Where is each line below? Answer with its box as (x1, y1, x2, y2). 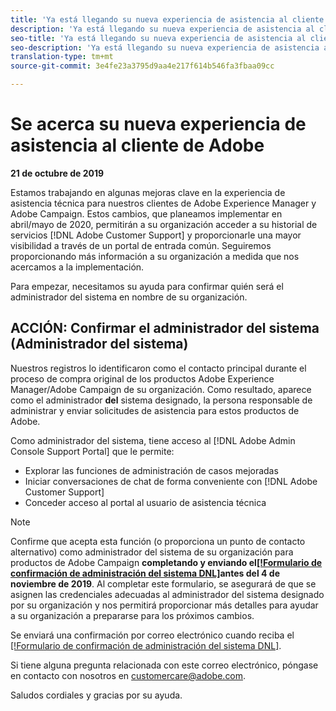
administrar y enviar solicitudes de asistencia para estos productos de (10, 404, 300, 416)
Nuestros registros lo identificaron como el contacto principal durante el (10, 362, 307, 374)
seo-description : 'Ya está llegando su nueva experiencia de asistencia (10, 42, 320, 53)
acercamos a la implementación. (10, 261, 145, 273)
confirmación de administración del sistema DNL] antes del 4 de (10, 567, 280, 579)
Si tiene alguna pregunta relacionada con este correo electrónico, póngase (10, 659, 319, 671)
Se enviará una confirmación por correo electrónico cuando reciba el (10, 629, 295, 641)
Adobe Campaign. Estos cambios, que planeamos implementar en (10, 207, 283, 220)
